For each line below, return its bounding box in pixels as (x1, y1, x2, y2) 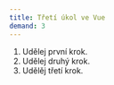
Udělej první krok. (21, 46, 88, 56)
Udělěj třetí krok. (21, 64, 84, 76)
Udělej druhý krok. (21, 55, 91, 66)
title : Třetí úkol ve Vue (9, 13, 105, 22)
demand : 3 (9, 21, 46, 30)
